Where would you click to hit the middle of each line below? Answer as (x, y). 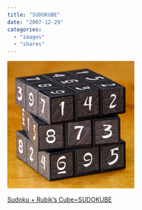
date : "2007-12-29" (35, 22)
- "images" (29, 37)
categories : (24, 29)
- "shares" (29, 44)
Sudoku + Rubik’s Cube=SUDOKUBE (60, 200)
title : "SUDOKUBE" (34, 15)
